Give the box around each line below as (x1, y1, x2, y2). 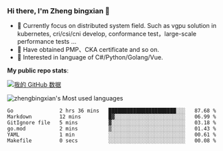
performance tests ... (16, 38, 77, 46)
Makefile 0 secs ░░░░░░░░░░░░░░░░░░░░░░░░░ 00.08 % (7, 137, 216, 144)
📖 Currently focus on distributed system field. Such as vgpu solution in (16, 22, 217, 30)
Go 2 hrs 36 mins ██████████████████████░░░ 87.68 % (7, 107, 216, 115)
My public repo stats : (7, 66, 69, 74)
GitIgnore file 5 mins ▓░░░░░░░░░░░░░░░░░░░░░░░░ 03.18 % (7, 120, 216, 126)
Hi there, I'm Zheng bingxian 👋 (7, 6, 110, 16)
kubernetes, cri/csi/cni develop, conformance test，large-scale (16, 30, 197, 38)
